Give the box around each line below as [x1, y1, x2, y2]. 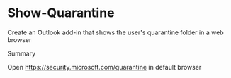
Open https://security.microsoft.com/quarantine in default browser [7, 63, 202, 71]
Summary [7, 49, 36, 58]
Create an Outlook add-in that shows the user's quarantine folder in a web [7, 28, 225, 37]
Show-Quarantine [7, 5, 115, 21]
